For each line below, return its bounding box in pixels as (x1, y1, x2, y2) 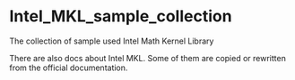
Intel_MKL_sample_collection (9, 6, 232, 27)
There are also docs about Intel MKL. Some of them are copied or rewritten (9, 52, 287, 63)
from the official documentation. (9, 62, 128, 73)
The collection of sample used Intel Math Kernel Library (9, 36, 214, 46)
